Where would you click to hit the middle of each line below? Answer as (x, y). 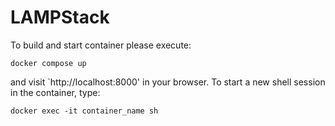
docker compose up (48, 63)
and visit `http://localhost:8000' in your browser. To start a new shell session (168, 82)
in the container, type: (55, 92)
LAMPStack (60, 17)
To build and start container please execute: (101, 45)
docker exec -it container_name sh (84, 111)
